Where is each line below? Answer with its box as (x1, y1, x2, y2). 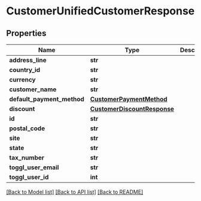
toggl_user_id (9, 173, 49, 181)
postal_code (9, 124, 45, 133)
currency (9, 76, 36, 83)
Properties (6, 28, 47, 38)
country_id (9, 66, 41, 74)
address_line (9, 56, 47, 64)
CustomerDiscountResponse (90, 105, 175, 113)
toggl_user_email (9, 163, 59, 172)
